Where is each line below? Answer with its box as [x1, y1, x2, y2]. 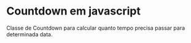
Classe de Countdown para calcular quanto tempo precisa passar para [6, 24, 185, 31]
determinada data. [6, 30, 53, 38]
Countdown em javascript [6, 4, 141, 18]
